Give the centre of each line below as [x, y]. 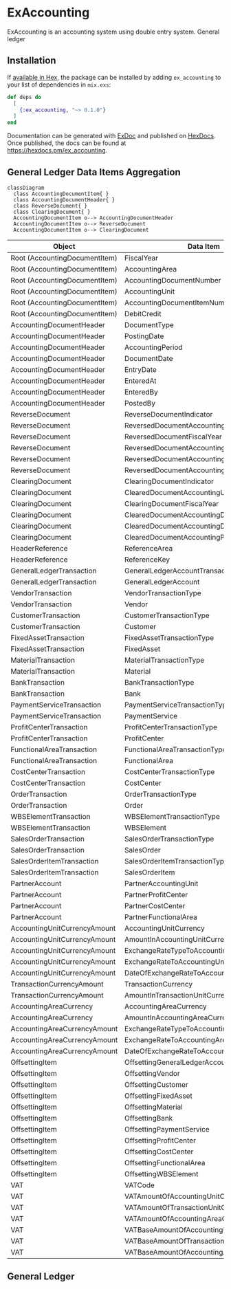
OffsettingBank [148, 1118]
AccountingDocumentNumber [173, 280]
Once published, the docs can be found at [67, 143]
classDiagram [26, 188]
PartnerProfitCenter [156, 894]
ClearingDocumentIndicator [169, 481]
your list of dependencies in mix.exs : [59, 85]
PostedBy [140, 403]
